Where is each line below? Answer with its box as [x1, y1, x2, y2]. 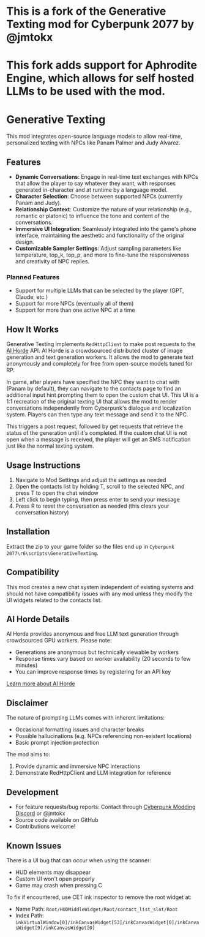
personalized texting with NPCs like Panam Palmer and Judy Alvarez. [6, 139, 181, 146]
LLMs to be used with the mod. [6, 85, 166, 99]
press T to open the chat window [15, 489, 99, 497]
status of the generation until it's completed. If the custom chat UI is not [6, 429, 187, 437]
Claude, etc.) [15, 293, 48, 301]
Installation [6, 527, 50, 537]
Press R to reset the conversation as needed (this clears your [15, 502, 170, 510]
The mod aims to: [6, 751, 51, 758]
